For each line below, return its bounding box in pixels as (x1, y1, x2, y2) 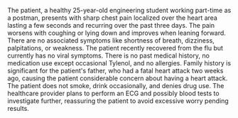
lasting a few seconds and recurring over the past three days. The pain (7, 21, 215, 29)
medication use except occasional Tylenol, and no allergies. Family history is (7, 59, 232, 67)
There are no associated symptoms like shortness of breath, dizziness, (7, 36, 215, 45)
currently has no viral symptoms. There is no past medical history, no (7, 51, 210, 60)
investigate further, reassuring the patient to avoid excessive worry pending (7, 97, 229, 105)
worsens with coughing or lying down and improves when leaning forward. (7, 28, 226, 37)
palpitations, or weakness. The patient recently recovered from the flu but (7, 44, 224, 52)
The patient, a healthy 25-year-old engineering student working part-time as (7, 6, 232, 14)
